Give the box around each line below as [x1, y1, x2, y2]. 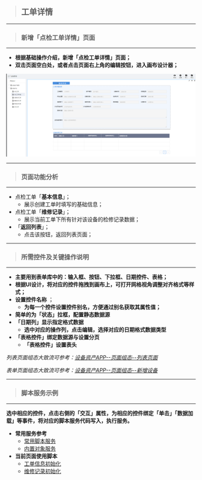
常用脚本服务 [23, 437, 56, 444]
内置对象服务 [23, 444, 56, 452]
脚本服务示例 [20, 389, 58, 397]
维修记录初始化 [23, 467, 61, 475]
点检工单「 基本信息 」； [14, 193, 71, 200]
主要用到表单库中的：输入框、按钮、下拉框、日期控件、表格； [14, 273, 168, 281]
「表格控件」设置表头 [23, 341, 77, 349]
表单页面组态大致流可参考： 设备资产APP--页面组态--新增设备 [6, 367, 158, 374]
